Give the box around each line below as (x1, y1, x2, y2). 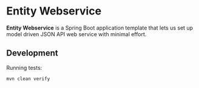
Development (6, 48, 59, 58)
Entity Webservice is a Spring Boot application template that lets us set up (6, 24, 193, 31)
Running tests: (6, 64, 42, 71)
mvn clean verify (6, 75, 50, 82)
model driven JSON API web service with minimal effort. (6, 30, 147, 37)
